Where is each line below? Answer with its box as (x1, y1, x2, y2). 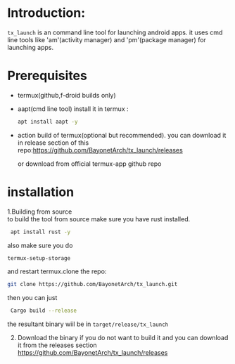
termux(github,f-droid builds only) (17, 91, 116, 99)
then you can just (7, 294, 58, 302)
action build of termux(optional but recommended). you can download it (17, 131, 227, 139)
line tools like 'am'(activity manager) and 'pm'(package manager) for (7, 35, 206, 44)
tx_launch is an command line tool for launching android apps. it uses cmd (7, 28, 223, 37)
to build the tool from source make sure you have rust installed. (7, 214, 191, 223)
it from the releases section (17, 341, 97, 349)
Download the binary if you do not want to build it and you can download (17, 334, 229, 342)
